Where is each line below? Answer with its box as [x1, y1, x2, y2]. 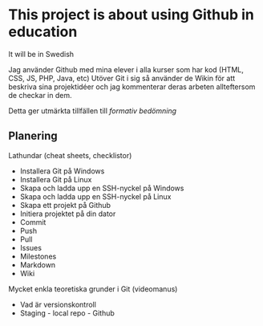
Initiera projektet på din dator [19, 209, 116, 218]
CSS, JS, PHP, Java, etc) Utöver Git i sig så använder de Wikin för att [8, 73, 236, 83]
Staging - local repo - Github [19, 308, 115, 318]
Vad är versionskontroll [19, 300, 96, 309]
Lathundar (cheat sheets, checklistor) [8, 150, 132, 160]
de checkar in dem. [8, 90, 72, 100]
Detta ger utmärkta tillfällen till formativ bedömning [8, 106, 177, 116]
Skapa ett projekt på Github [19, 200, 111, 210]
